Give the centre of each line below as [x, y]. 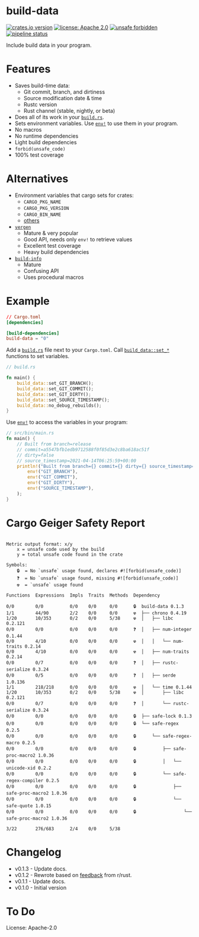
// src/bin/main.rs [30, 433]
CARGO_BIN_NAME [42, 215]
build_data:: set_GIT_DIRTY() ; [54, 394]
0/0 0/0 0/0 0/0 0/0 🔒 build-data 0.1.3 [95, 606]
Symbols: [17, 565]
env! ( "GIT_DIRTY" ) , [52, 483]
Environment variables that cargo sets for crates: [74, 195]
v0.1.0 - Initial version [41, 887]
